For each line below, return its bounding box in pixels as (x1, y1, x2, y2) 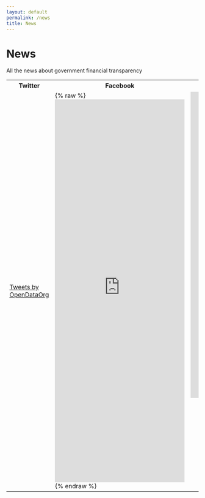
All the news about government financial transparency (6, 67, 142, 74)
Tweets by (9, 283, 40, 292)
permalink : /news (6, 15, 51, 21)
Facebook (105, 81, 135, 90)
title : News (6, 20, 37, 26)
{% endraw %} (54, 482, 97, 491)
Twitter (18, 81, 40, 90)
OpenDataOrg (9, 290, 49, 299)
